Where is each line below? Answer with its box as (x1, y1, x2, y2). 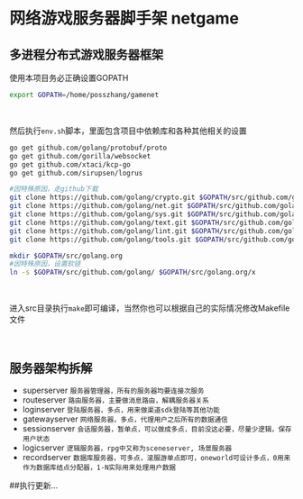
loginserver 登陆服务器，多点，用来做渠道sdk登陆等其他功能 (22, 404, 221, 414)
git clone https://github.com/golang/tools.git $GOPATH (9, 235, 224, 244)
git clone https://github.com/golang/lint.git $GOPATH (9, 226, 220, 235)
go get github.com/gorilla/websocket (9, 151, 151, 160)
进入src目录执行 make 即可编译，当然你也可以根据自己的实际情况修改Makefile (9, 303, 290, 313)
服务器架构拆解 (9, 360, 93, 376)
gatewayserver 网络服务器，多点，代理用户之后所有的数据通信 (22, 413, 228, 424)
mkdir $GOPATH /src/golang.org (9, 251, 124, 260)
